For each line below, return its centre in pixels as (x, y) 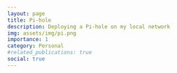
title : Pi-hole (29, 20)
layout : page (26, 14)
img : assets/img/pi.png (42, 33)
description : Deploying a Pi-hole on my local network (89, 26)
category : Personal (36, 46)
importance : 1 (28, 40)
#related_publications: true (50, 53)
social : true (26, 59)
